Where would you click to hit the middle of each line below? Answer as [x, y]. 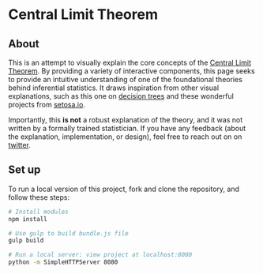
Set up [24, 170]
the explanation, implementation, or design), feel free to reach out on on [125, 137]
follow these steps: [39, 197]
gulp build [26, 241]
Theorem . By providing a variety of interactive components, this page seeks [131, 71]
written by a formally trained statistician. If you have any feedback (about [127, 128]
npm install [28, 219]
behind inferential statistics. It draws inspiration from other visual [114, 88]
